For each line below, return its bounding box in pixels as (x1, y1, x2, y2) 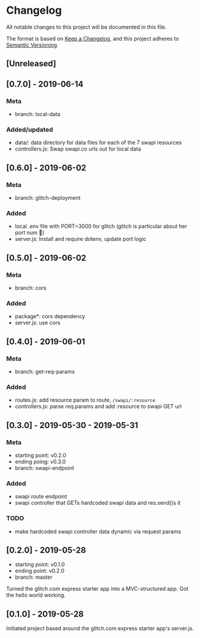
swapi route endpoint (14, 493, 67, 500)
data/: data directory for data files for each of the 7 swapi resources (14, 139, 182, 146)
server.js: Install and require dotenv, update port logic (14, 236, 147, 243)
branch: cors (14, 284, 47, 291)
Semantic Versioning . (6, 41, 59, 48)
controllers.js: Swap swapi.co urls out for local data (14, 145, 141, 152)
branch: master (14, 573, 53, 581)
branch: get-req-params (14, 368, 75, 375)
